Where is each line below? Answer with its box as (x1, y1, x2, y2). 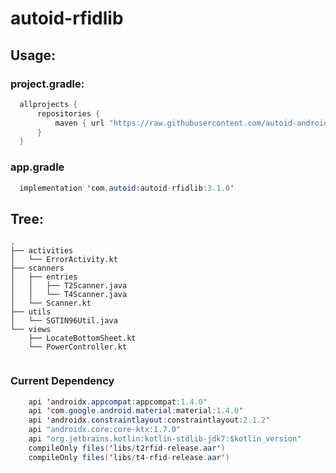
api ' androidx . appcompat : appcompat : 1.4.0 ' (28, 397, 208, 407)
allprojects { (19, 99, 78, 109)
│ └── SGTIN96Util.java (10, 316, 118, 326)
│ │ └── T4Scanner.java (10, 290, 128, 300)
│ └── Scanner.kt (10, 298, 92, 309)
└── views (10, 325, 52, 335)
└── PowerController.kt (28, 342, 128, 352)
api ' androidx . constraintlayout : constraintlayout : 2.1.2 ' (28, 415, 271, 426)
